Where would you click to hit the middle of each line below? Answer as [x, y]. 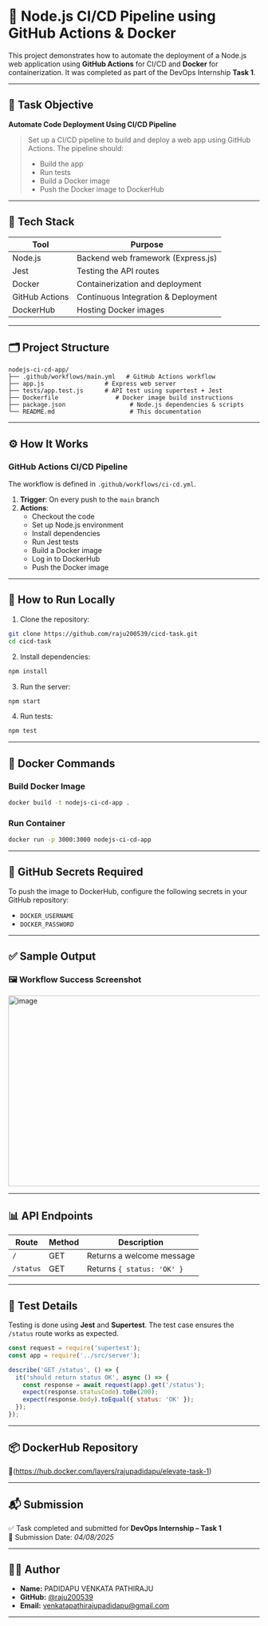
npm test [23, 731]
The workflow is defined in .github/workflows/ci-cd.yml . [102, 484]
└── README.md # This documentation [105, 412]
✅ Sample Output [52, 957]
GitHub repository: [39, 900]
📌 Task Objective [51, 105]
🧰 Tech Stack [41, 222]
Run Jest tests [55, 542]
